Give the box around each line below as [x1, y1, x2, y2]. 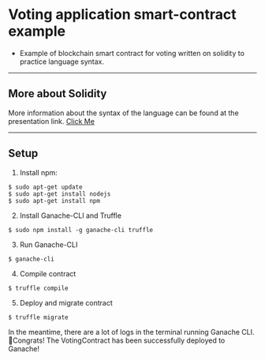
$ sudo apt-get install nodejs [8, 189, 111, 198]
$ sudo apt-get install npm [8, 197, 101, 204]
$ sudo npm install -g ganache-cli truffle [8, 226, 154, 234]
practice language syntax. [19, 57, 105, 66]
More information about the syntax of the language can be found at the [8, 108, 239, 118]
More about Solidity [8, 87, 107, 100]
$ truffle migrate [8, 313, 69, 321]
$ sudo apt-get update [8, 183, 83, 191]
